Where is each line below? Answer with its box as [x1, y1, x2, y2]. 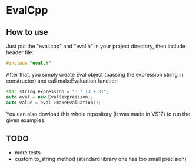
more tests [14, 149, 41, 156]
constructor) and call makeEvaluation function [6, 77, 118, 84]
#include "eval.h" [6, 60, 51, 66]
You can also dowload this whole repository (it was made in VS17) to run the [6, 110, 190, 117]
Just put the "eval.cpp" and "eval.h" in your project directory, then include [6, 42, 186, 50]
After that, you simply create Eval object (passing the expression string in [6, 71, 184, 78]
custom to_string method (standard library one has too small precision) [14, 156, 187, 163]
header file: [6, 49, 34, 56]
